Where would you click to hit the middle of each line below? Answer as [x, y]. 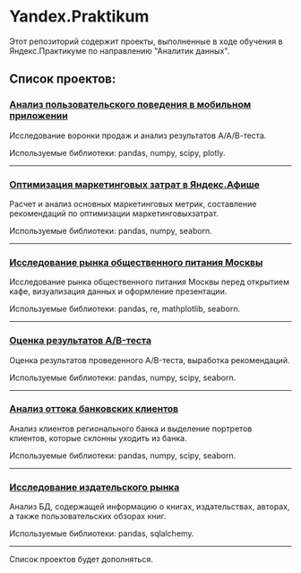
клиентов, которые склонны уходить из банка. [98, 438]
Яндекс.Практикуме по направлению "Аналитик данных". [120, 50]
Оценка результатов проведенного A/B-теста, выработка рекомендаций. [150, 360]
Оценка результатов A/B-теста [81, 341]
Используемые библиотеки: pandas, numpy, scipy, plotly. [117, 152]
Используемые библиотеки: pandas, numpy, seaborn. [111, 230]
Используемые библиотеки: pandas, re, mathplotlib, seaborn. [125, 309]
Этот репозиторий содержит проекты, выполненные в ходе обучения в [146, 41]
